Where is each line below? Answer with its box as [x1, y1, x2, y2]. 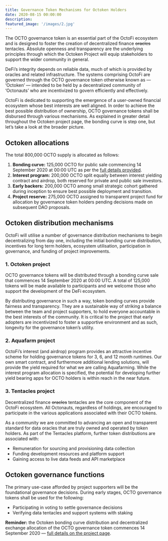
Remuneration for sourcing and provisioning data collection [12, 445, 135, 451]
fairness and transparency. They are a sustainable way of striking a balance [5, 303, 161, 309]
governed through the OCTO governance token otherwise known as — [5, 77, 151, 83]
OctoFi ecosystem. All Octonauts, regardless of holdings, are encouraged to [5, 404, 162, 410]
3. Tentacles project [5, 388, 55, 395]
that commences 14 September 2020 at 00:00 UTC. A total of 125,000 [5, 277, 150, 284]
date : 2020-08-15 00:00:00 [5, 12, 62, 17]
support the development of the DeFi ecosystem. [5, 288, 107, 294]
